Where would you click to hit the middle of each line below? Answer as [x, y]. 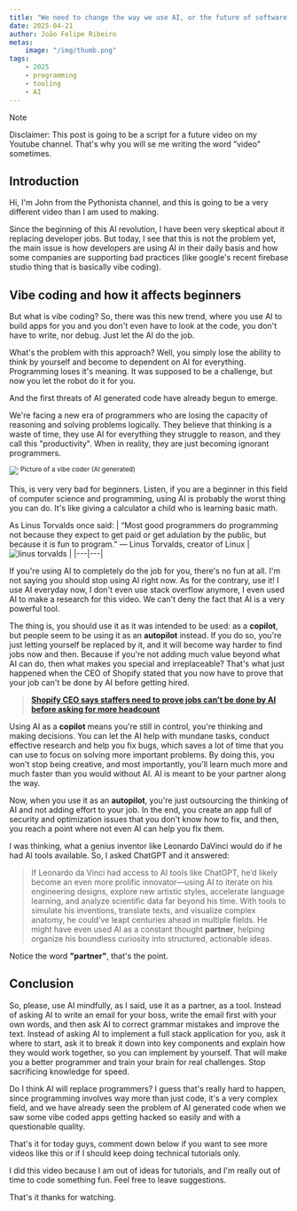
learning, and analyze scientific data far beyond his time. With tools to [158, 901]
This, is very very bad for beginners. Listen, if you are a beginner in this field [148, 489]
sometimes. [31, 153]
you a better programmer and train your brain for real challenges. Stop [137, 1062]
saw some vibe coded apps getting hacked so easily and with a [125, 1117]
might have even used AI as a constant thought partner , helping [148, 929]
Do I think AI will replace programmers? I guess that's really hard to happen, [148, 1088]
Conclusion [42, 984]
